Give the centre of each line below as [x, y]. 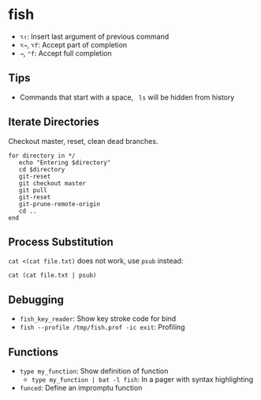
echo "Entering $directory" [65, 162]
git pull [33, 190]
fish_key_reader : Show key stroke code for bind [98, 319]
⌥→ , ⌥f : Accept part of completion [73, 44]
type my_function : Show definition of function [94, 371]
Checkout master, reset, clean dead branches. [83, 141]
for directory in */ [42, 156]
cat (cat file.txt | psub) [52, 275]
